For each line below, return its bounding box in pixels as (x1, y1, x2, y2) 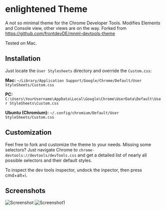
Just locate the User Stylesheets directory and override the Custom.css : (5, 68, 152, 73)
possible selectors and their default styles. (5, 157, 92, 163)
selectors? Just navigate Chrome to (5, 146, 78, 152)
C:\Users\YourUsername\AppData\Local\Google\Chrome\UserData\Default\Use (5, 96, 162, 101)
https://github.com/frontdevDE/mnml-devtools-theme (5, 30, 115, 36)
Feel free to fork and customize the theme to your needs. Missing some (5, 141, 152, 147)
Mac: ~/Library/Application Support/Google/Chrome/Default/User (5, 77, 142, 83)
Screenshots (5, 186, 46, 195)
